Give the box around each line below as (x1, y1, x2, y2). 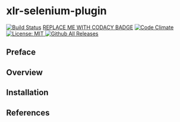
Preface (6, 47, 36, 57)
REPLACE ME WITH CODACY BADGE (42, 24, 134, 31)
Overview (6, 67, 43, 78)
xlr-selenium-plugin (6, 4, 107, 18)
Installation (6, 88, 49, 98)
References (6, 108, 50, 118)
